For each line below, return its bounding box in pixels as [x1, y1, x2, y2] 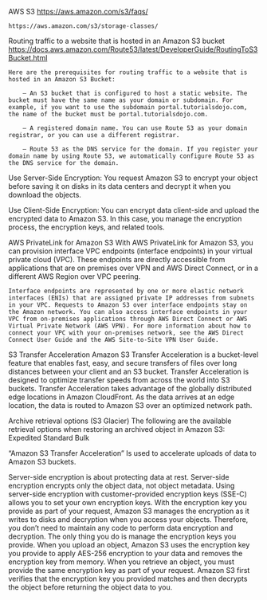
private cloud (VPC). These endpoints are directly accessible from [8, 255, 226, 264]
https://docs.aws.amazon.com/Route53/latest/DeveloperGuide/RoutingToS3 [8, 45, 258, 54]
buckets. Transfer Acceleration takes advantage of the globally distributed [8, 384, 253, 393]
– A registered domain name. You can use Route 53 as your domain [22, 124, 248, 132]
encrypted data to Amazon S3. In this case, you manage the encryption [8, 214, 242, 223]
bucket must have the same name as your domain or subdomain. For [8, 96, 234, 104]
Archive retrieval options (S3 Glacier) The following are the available [8, 416, 232, 425]
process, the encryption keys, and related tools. [8, 222, 165, 232]
